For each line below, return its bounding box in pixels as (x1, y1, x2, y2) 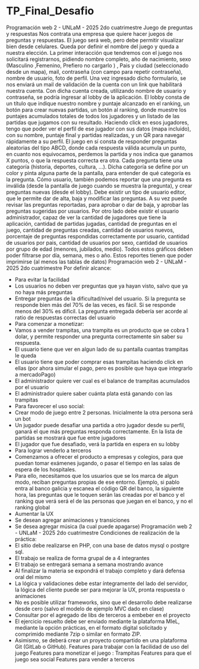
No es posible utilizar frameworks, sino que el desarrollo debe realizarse (14, 599, 192, 606)
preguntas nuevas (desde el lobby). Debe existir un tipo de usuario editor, (6, 188, 186, 195)
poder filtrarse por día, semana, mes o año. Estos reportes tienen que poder (6, 251, 192, 259)
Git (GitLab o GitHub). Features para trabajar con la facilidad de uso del (14, 643, 189, 650)
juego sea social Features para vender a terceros (14, 655, 135, 662)
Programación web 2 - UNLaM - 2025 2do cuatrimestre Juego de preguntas (6, 24, 193, 31)
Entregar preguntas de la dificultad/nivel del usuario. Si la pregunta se (14, 295, 186, 302)
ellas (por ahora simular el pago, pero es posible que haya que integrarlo (14, 365, 193, 372)
